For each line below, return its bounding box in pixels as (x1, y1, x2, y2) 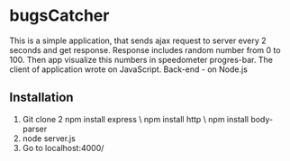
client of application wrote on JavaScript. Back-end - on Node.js (9, 64, 248, 75)
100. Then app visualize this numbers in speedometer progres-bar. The (9, 54, 273, 65)
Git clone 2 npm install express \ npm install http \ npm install (22, 113, 249, 124)
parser (22, 123, 48, 134)
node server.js (22, 132, 77, 144)
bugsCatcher (9, 5, 110, 26)
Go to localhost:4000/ (22, 142, 104, 153)
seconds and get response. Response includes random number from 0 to (9, 44, 281, 55)
